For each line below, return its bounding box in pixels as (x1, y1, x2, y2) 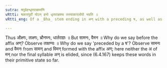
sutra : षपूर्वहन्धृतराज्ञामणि (5, 7, 45, 12)
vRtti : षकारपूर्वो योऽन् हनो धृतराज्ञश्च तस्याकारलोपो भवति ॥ (5, 12, 98, 17)
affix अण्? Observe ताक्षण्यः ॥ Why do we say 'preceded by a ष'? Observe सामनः (5, 40, 160, 46)
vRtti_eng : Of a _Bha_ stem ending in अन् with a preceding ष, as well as (5, 16, 162, 21)
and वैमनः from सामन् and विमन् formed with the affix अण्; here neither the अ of (5, 46, 158, 52)
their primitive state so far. (5, 57, 59, 63)
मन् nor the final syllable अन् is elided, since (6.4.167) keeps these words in (5, 51, 156, 57)
